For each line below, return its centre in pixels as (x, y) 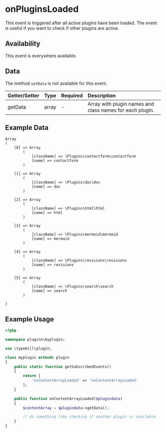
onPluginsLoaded (42, 9)
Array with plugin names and (121, 104)
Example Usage (30, 319)
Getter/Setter (23, 95)
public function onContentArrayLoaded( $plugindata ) (68, 399)
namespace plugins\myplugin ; (35, 340)
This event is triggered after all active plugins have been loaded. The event (81, 23)
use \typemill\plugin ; (28, 348)
